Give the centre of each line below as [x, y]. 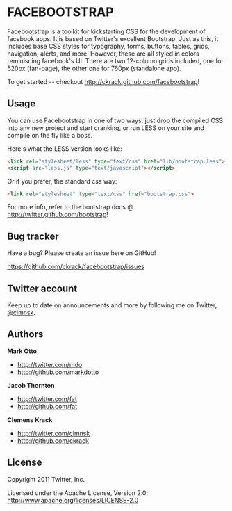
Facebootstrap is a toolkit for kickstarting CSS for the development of [107, 31]
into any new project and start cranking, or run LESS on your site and [106, 128]
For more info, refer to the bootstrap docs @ [71, 207]
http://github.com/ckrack [53, 440]
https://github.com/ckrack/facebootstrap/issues [76, 267]
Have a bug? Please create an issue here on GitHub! [82, 253]
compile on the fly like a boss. [50, 135]
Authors [25, 334]
